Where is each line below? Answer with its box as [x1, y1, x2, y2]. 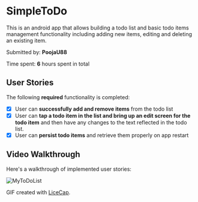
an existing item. [6, 37, 47, 44]
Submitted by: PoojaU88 [6, 48, 67, 55]
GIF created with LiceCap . [6, 188, 71, 196]
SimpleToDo [6, 4, 68, 18]
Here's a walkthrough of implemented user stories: [6, 165, 132, 173]
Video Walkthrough [6, 149, 80, 160]
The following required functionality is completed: [6, 93, 130, 100]
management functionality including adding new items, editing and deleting [6, 30, 193, 37]
